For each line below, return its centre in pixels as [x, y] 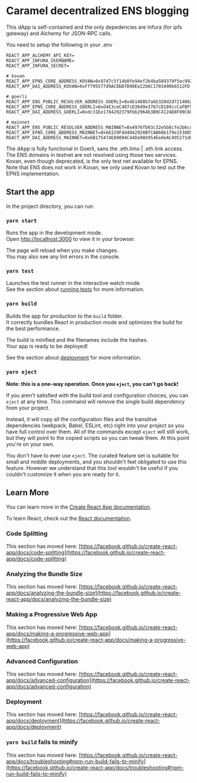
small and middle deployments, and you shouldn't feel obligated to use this [96, 462]
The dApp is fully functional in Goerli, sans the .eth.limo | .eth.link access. [95, 149]
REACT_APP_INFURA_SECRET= [38, 66]
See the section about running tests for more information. [75, 290]
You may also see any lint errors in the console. [63, 257]
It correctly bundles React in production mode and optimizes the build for [94, 322]
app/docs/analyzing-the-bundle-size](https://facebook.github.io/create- [94, 593]
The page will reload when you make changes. [62, 250]
